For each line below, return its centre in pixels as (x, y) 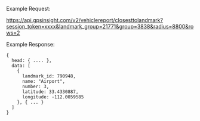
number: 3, (36, 86)
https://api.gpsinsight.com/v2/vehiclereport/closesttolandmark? (84, 20)
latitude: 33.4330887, (50, 92)
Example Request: (28, 9)
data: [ (21, 66)
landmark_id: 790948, (49, 76)
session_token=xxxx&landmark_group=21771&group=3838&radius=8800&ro (100, 27)
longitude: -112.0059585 (53, 97)
